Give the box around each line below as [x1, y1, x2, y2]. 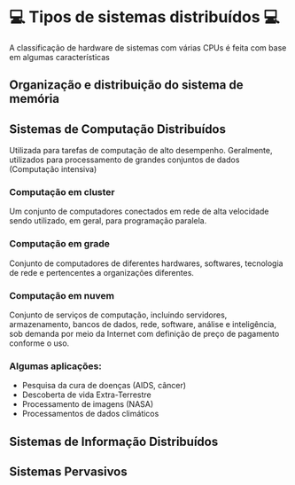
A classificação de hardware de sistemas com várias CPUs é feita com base [9, 42, 287, 53]
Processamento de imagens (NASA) [21, 399, 154, 410]
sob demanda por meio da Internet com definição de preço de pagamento [9, 329, 280, 340]
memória [9, 91, 60, 106]
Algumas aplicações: [9, 360, 102, 372]
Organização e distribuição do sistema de [9, 77, 244, 93]
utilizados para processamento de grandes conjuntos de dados [9, 154, 240, 165]
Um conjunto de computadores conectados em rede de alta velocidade [9, 206, 269, 217]
